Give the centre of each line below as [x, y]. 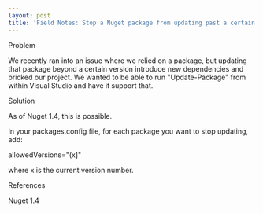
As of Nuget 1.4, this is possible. [60, 116]
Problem [22, 45]
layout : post [30, 15]
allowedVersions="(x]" [45, 155]
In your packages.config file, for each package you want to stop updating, [128, 131]
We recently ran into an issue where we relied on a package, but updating [128, 61]
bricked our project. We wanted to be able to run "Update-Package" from [127, 77]
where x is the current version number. [71, 170]
